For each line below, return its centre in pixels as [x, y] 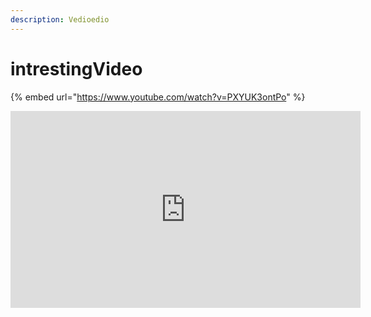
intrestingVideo [76, 68]
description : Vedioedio [60, 19]
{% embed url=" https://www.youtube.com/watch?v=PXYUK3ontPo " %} [158, 97]
